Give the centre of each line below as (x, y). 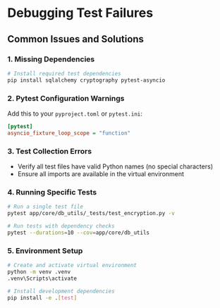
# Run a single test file (45, 207)
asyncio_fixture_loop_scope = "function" (69, 133)
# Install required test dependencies (64, 73)
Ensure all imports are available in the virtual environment (101, 173)
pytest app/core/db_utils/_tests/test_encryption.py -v (91, 214)
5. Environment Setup (45, 250)
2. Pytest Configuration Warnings (66, 98)
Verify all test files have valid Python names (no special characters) (115, 166)
